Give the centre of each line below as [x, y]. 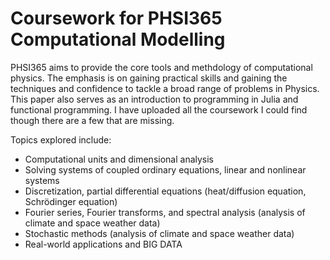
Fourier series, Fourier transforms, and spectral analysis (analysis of [165, 212]
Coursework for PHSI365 [116, 18]
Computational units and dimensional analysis [119, 159]
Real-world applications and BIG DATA [103, 244]
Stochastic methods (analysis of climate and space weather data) [159, 233]
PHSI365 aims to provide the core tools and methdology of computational [161, 67]
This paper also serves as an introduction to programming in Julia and [154, 99]
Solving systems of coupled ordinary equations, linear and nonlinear [165, 169]
